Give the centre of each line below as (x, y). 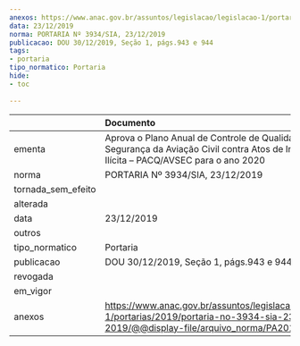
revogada (33, 276)
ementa (30, 148)
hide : (19, 76)
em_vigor (33, 291)
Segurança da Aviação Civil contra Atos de (194, 148)
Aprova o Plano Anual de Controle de (183, 138)
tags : (19, 51)
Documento (130, 122)
